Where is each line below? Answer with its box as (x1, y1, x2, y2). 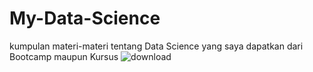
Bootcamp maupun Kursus (9, 50, 119, 62)
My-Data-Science (9, 7, 161, 30)
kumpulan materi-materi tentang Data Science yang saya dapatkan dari (9, 40, 304, 52)
